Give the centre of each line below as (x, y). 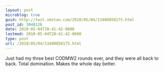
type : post (17, 39)
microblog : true (23, 15)
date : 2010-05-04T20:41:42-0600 (40, 29)
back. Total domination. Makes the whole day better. (61, 64)
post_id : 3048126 (24, 24)
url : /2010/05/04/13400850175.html (43, 44)
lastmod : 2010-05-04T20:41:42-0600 (43, 34)
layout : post (19, 10)
